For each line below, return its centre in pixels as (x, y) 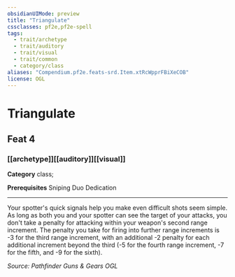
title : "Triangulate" (39, 20)
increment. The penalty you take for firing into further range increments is (114, 230)
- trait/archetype (41, 40)
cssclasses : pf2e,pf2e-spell (50, 27)
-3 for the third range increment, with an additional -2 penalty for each (108, 238)
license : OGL (26, 79)
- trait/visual (36, 53)
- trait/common (36, 59)
